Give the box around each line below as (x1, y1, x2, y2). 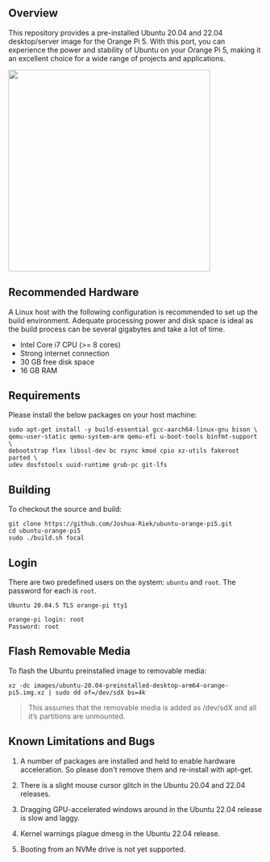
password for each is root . (8, 586, 97, 596)
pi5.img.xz (8, 689, 45, 697)
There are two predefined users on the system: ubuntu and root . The (8, 577, 236, 587)
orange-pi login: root (8, 616, 85, 624)
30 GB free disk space (19, 356, 95, 366)
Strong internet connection (19, 348, 110, 358)
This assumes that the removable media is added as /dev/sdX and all (27, 702, 257, 712)
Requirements (8, 389, 81, 402)
